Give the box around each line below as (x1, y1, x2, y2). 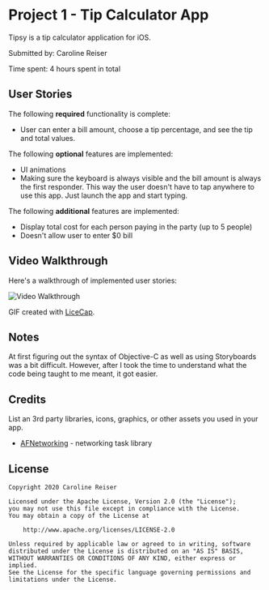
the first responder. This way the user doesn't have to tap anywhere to (19, 182, 254, 191)
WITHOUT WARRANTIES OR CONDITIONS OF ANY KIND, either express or (8, 554, 237, 562)
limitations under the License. (8, 575, 117, 584)
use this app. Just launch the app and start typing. (19, 190, 188, 200)
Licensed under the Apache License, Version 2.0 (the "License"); (8, 498, 237, 506)
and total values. (19, 133, 76, 143)
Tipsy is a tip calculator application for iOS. (8, 32, 151, 42)
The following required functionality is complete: (8, 109, 171, 118)
